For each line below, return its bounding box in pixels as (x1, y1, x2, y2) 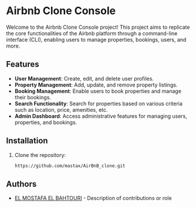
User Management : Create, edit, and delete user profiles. (14, 75, 154, 82)
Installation (6, 136, 48, 146)
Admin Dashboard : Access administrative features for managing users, (14, 112, 188, 119)
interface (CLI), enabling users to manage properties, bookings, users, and (6, 36, 187, 43)
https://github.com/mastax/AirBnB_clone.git (14, 163, 126, 169)
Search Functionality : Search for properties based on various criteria (14, 100, 183, 107)
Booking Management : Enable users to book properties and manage (14, 87, 182, 95)
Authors (6, 179, 37, 189)
